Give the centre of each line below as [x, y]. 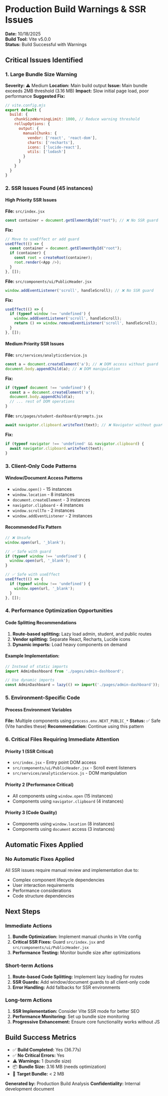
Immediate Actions [29, 926]
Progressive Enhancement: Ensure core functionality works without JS [86, 1022]
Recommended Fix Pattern [33, 527]
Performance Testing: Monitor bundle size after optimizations [76, 953]
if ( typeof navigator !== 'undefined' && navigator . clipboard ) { [74, 444]
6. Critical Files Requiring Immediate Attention [62, 740]
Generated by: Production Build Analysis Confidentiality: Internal [73, 1083]
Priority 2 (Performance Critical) [39, 785]
